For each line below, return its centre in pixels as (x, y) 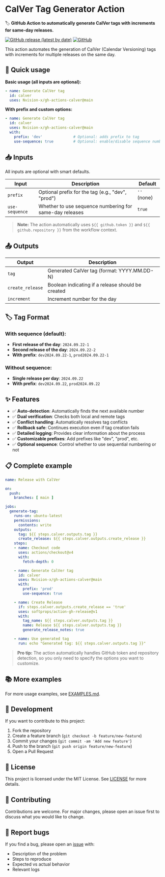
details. (13, 784)
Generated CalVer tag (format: (82, 271)
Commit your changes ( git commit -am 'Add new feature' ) (72, 741)
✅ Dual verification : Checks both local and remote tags (69, 417)
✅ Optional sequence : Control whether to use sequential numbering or (84, 444)
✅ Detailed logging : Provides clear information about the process (79, 433)
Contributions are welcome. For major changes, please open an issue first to (82, 811)
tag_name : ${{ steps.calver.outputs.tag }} (68, 621)
